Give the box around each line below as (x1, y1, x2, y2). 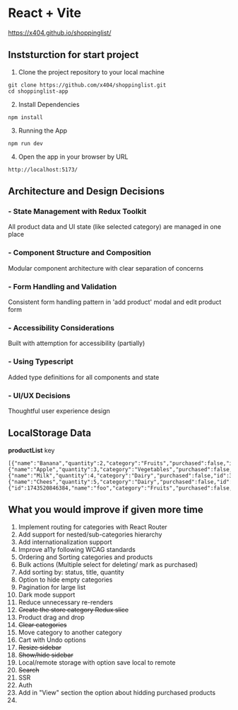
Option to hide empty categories (18, 575, 113, 584)
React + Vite (8, 5, 82, 21)
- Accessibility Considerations (8, 322, 115, 332)
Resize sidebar (18, 643, 62, 651)
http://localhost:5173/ (8, 166, 78, 173)
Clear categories (18, 620, 67, 629)
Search (18, 665, 40, 674)
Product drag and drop (18, 613, 85, 621)
